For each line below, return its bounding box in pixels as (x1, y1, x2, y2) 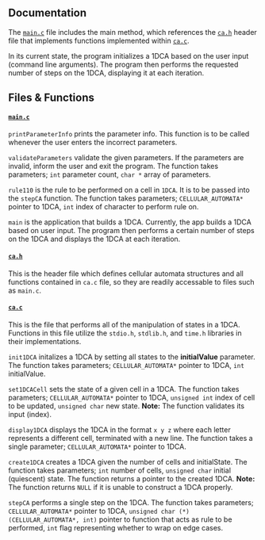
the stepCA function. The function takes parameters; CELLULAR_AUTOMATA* (8, 193, 244, 203)
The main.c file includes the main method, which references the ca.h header (8, 27, 258, 36)
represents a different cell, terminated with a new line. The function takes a (8, 433, 253, 442)
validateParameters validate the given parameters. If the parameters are (8, 153, 244, 163)
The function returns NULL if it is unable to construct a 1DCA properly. (8, 482, 233, 492)
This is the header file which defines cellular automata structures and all (8, 269, 244, 278)
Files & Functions (8, 91, 95, 105)
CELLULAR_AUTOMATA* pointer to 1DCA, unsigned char (8, 506, 176, 515)
